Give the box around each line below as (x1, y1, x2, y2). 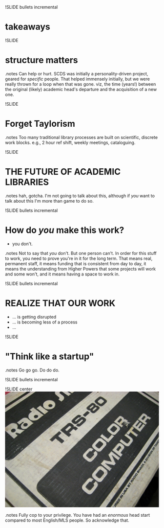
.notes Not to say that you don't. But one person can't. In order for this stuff (5, 250, 157, 256)
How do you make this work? (5, 225, 124, 235)
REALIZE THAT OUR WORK (5, 298, 116, 309)
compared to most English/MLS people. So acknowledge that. (5, 517, 129, 523)
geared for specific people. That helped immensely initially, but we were (5, 76, 150, 82)
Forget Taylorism (5, 118, 76, 129)
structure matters (5, 55, 78, 66)
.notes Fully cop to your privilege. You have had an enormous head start (5, 512, 150, 518)
